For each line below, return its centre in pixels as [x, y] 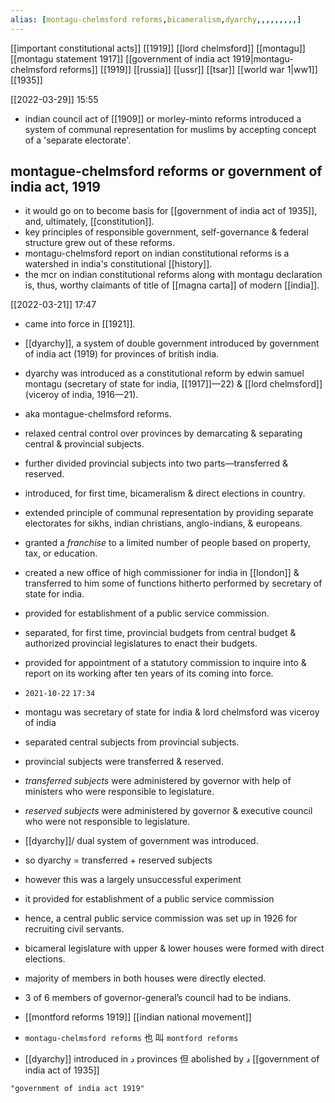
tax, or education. [61, 553]
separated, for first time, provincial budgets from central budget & [160, 633]
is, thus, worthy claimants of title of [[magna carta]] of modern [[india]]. [172, 285]
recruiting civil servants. [74, 929]
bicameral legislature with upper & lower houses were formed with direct [174, 948]
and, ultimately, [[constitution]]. [89, 222]
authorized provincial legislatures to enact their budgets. [141, 643]
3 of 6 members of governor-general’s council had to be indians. [158, 998]
